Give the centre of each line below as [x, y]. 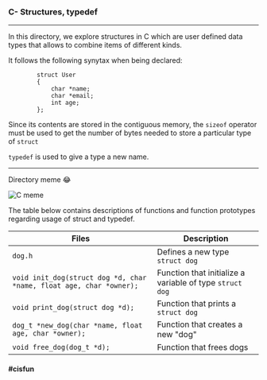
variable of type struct [199, 283]
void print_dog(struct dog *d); [74, 308]
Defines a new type [193, 252]
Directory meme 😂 [40, 180]
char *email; [72, 96]
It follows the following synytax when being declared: [95, 60]
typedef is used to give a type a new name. [79, 157]
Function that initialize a [201, 273]
